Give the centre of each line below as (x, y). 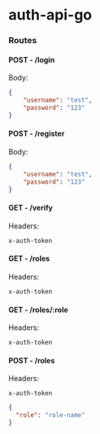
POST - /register (37, 134)
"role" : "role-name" (50, 415)
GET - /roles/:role (39, 310)
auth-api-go (50, 15)
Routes (23, 41)
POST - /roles (32, 360)
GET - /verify (31, 208)
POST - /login (32, 59)
